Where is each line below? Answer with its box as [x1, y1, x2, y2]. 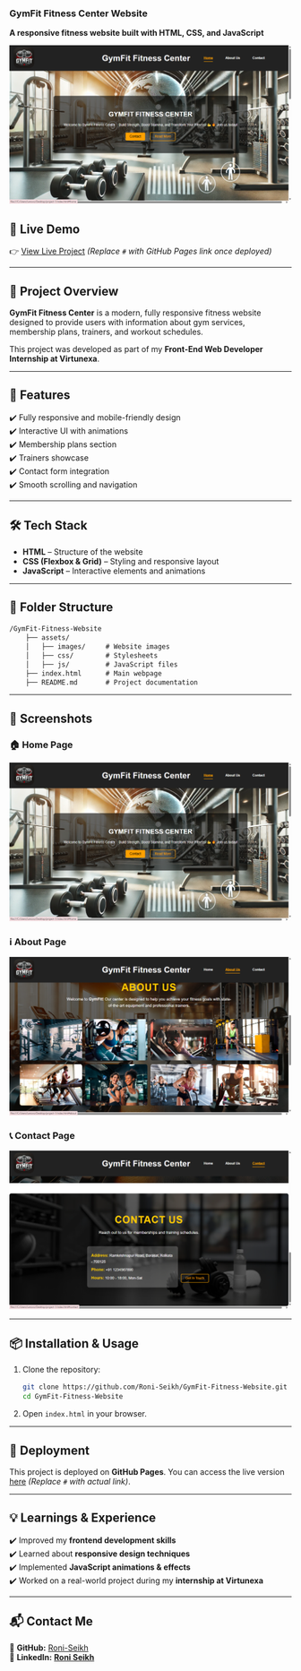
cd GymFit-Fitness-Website [21, 1392, 124, 1401]
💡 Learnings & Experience [9, 1511, 157, 1526]
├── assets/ [25, 633, 70, 642]
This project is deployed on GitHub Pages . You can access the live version [9, 1467, 285, 1477]
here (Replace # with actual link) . [9, 1477, 132, 1487]
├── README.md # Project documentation [25, 678, 199, 687]
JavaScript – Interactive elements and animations [21, 565, 206, 576]
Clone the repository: [21, 1365, 101, 1375]
